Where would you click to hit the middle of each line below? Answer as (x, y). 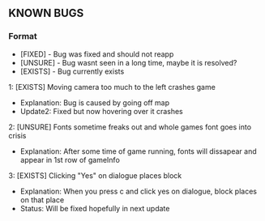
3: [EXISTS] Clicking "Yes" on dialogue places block (95, 175)
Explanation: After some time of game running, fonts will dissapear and (138, 151)
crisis (17, 135)
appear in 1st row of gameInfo (70, 159)
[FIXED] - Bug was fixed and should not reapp (97, 54)
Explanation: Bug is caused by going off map (95, 102)
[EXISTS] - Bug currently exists (72, 71)
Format (23, 36)
